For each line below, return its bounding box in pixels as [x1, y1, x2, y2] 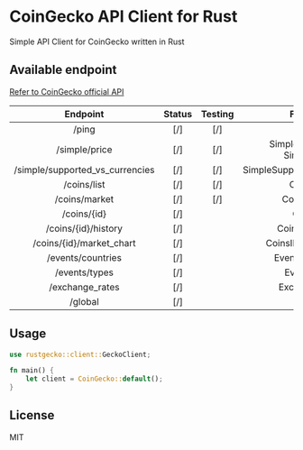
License [9, 408, 55, 423]
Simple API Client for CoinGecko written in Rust [9, 36, 185, 47]
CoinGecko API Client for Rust [9, 6, 238, 27]
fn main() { [9, 366, 54, 375]
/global [69, 295, 99, 308]
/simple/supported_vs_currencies [14, 163, 155, 176]
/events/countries [46, 251, 122, 263]
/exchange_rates [49, 280, 120, 293]
